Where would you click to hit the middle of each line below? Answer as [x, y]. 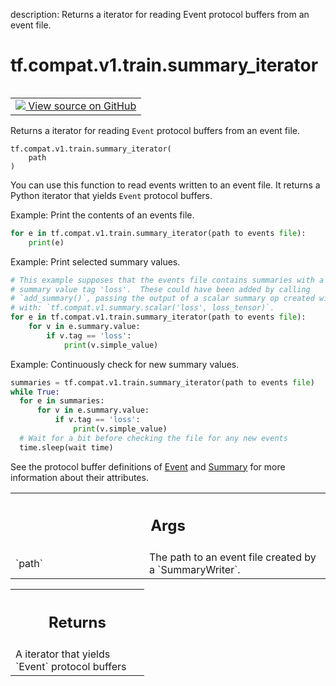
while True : [35, 392]
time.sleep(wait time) [66, 447]
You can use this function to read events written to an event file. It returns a [165, 185]
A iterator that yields [63, 654]
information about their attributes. [79, 477]
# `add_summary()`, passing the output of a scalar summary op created [162, 299]
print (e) [46, 242]
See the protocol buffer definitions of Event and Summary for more [148, 466]
